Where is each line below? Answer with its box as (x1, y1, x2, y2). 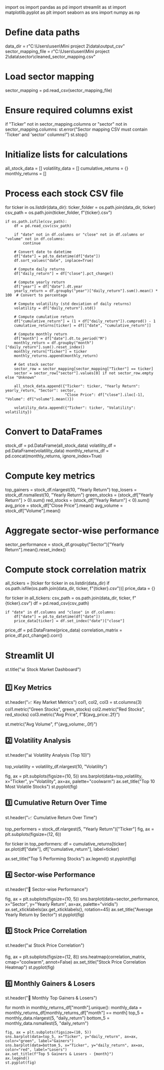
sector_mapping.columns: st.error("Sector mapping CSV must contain (5, 126, 148, 132)
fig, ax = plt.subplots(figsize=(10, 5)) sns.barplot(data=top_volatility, (5, 773, 143, 779)
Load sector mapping (5, 71, 94, 82)
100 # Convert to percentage (5, 292, 68, 297)
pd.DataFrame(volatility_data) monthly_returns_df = (5, 447, 109, 453)
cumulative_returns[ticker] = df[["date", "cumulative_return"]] (14, 323, 152, 328)
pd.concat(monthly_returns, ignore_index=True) (5, 453, 102, 459)
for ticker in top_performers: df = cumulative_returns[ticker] (5, 841, 127, 847)
